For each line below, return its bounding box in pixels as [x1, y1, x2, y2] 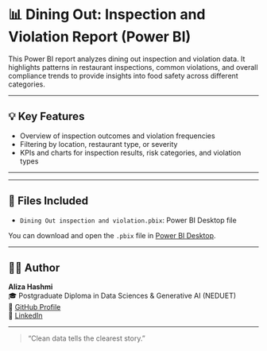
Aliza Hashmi [8, 282, 53, 291]
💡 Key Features [8, 110, 85, 123]
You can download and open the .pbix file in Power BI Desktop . [8, 230, 216, 240]
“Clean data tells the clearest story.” [27, 334, 145, 343]
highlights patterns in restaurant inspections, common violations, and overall [8, 62, 258, 71]
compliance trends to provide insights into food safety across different [8, 71, 238, 80]
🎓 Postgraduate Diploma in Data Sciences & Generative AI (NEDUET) [8, 291, 237, 301]
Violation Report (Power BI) [8, 28, 192, 46]
